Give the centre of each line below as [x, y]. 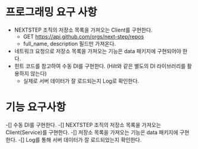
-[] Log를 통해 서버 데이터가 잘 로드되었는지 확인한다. [80, 139]
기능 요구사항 [36, 107]
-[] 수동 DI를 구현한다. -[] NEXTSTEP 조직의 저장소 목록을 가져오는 [83, 125]
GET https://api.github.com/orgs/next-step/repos [83, 36]
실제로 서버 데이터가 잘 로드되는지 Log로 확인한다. [81, 80]
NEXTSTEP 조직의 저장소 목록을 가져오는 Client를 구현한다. [83, 30]
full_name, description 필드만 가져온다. [69, 44]
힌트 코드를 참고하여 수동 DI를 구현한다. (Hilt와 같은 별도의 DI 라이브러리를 [100, 66]
